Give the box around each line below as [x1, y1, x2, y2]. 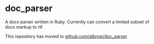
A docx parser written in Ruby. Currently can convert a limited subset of [5, 19, 150, 25]
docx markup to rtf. [5, 24, 44, 29]
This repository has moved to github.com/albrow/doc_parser [5, 33, 128, 39]
